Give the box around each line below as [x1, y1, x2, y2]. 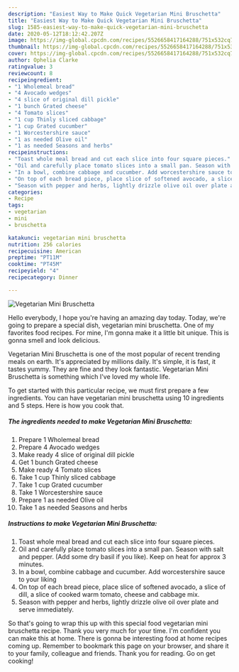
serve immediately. [18, 605, 74, 614]
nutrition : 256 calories [8, 241, 82, 248]
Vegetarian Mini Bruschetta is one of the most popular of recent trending [8, 349, 221, 358]
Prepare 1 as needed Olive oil [18, 495, 104, 504]
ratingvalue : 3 [8, 63, 53, 70]
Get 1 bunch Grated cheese [18, 458, 99, 466]
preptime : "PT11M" [8, 254, 62, 261]
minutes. [18, 560, 45, 568]
